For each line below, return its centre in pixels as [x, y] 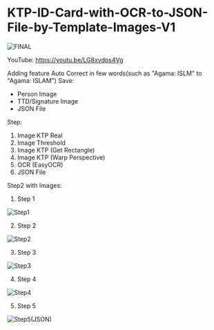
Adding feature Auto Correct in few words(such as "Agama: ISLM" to [105, 73]
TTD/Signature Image [48, 101]
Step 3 [27, 252]
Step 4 [27, 279]
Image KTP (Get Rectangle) [56, 150]
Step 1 [26, 199]
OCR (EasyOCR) [40, 164]
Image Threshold [41, 142]
